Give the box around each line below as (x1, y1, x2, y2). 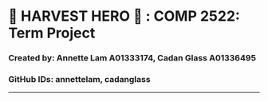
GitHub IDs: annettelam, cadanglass (8, 74, 151, 85)
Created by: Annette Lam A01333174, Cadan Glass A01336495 (8, 52, 257, 64)
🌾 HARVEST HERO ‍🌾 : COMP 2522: (8, 7, 241, 25)
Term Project (8, 24, 96, 42)
